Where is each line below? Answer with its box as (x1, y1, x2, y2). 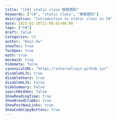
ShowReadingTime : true (5, 94, 51, 98)
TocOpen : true (5, 48, 34, 53)
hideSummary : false (5, 84, 45, 90)
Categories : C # (5, 35, 36, 40)
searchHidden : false (5, 89, 47, 94)
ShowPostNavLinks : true (5, 103, 54, 108)
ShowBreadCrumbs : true (5, 98, 51, 103)
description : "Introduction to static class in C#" (5, 16, 113, 21)
